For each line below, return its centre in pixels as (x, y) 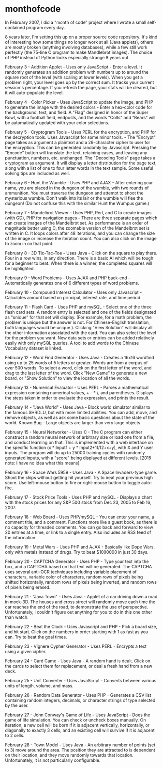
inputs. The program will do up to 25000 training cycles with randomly (75, 452)
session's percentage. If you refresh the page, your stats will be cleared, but (81, 87)
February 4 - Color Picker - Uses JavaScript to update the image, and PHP (79, 102)
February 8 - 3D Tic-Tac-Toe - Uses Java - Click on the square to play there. (81, 253)
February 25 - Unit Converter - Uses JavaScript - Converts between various (81, 680)
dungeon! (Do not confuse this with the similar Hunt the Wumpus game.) (77, 203)
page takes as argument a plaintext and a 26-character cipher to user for (78, 142)
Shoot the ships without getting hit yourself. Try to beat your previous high (79, 477)
